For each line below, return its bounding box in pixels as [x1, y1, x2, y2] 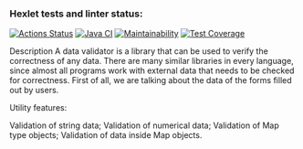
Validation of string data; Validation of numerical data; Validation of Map [9, 120, 280, 131]
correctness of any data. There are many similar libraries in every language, [9, 56, 294, 67]
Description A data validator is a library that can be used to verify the [9, 46, 269, 57]
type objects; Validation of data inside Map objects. [9, 130, 203, 141]
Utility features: [9, 102, 68, 113]
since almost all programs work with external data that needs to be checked [9, 65, 295, 76]
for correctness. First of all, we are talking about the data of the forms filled [9, 75, 292, 86]
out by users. [9, 85, 59, 96]
